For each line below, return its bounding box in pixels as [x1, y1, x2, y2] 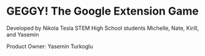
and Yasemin [6, 30, 39, 38]
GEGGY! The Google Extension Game [6, 4, 199, 18]
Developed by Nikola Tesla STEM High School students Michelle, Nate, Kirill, [6, 24, 199, 32]
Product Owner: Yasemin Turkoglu [6, 43, 93, 50]
